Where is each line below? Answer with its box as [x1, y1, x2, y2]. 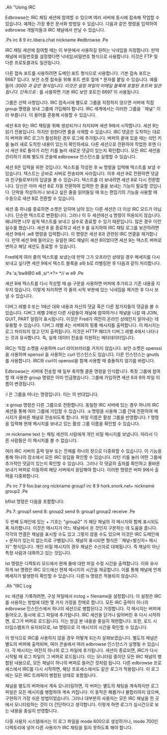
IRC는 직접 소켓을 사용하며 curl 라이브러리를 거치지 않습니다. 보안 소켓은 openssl [5, 345, 162, 351]
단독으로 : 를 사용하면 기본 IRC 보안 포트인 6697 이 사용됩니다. [19, 89, 141, 95]
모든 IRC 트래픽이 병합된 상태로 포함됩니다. [14, 672, 97, 678]
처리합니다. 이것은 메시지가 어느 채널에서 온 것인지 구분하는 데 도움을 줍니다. [10, 525, 158, 531]
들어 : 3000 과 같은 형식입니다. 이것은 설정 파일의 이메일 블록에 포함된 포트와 [5, 83, 153, 89]
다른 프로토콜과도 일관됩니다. [5, 60, 61, 65]
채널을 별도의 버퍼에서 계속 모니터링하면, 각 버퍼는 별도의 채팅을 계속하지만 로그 [5, 683, 159, 689]
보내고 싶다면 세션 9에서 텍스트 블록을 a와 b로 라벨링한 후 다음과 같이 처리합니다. [5, 260, 162, 266]
